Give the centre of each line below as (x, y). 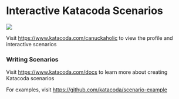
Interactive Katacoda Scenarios (85, 11)
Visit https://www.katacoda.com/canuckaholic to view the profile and (89, 38)
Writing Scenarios (32, 59)
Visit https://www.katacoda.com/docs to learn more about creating (87, 72)
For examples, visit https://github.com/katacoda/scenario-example (87, 90)
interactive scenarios (31, 44)
